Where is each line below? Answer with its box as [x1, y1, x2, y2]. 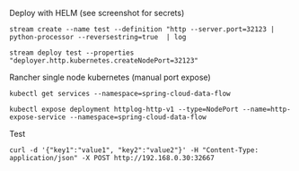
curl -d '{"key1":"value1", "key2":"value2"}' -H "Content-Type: [9, 146, 259, 155]
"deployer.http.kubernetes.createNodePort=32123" [9, 56, 199, 65]
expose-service [9, 113, 66, 122]
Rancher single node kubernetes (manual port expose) [9, 72, 211, 82]
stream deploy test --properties [9, 48, 135, 57]
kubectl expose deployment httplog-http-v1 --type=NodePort [9, 105, 240, 114]
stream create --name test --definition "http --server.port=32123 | [9, 25, 276, 34]
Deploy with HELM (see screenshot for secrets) [9, 8, 185, 18]
